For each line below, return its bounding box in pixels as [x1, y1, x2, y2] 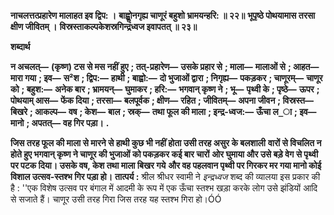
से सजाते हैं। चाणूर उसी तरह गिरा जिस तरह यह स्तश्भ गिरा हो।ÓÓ [10, 193, 222, 205]
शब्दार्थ [10, 41, 31, 52]
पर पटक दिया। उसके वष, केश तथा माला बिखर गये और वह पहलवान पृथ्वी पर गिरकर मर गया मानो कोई [10, 160, 322, 171]
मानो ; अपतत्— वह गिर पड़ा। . [10, 117, 110, 129]
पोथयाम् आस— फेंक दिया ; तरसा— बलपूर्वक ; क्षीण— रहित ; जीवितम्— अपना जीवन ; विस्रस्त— [10, 95, 314, 106]
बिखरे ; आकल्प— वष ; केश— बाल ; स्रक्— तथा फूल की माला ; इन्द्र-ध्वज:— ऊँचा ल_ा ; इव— [10, 106, 317, 117]
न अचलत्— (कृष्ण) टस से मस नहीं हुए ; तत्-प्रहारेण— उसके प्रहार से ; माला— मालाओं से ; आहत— [10, 61, 320, 72]
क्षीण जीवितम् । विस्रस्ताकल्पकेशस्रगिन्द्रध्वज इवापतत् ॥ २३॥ [10, 21, 198, 32]
